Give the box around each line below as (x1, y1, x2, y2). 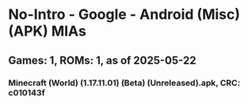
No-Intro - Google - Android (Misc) (8, 6, 240, 24)
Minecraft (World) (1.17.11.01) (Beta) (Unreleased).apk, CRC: (8, 77, 241, 88)
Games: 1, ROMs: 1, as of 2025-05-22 (8, 54, 196, 67)
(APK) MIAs (8, 22, 87, 40)
